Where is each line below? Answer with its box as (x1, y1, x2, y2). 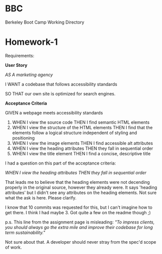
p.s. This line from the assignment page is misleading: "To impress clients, (5, 219, 155, 225)
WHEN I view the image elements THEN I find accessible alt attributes (12, 140, 153, 146)
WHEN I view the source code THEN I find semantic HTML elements (12, 119, 150, 125)
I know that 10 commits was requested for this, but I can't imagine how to (5, 204, 153, 210)
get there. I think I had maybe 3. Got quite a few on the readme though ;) (5, 209, 151, 215)
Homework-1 (5, 36, 58, 48)
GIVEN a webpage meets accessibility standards (5, 110, 103, 115)
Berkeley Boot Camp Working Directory (5, 19, 85, 25)
